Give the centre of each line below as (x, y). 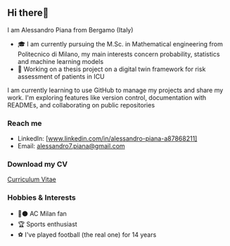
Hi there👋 (28, 13)
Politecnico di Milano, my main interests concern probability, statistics (119, 54)
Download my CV (38, 164)
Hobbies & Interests (41, 198)
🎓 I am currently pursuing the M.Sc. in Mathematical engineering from (120, 44)
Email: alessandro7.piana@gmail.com (71, 146)
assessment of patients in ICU (61, 76)
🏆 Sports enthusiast (47, 224)
